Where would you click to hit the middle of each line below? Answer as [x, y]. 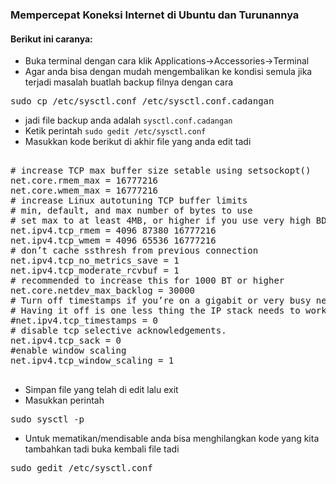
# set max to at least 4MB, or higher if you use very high [161, 221]
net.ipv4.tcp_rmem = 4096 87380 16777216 [113, 231]
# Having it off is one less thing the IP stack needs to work [168, 311]
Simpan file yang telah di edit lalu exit [101, 390]
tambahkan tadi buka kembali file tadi [102, 449]
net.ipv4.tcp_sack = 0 [66, 341]
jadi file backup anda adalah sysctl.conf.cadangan [128, 120]
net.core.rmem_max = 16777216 [84, 181]
